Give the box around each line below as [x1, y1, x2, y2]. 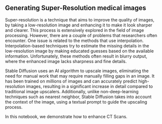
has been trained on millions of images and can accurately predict [5, 78, 138, 84]
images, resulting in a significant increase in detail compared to [26, 83, 153, 89]
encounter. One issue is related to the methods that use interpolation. [5, 38, 144, 43]
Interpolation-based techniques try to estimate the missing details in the [5, 42, 149, 48]
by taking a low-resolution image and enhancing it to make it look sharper [5, 22, 152, 28]
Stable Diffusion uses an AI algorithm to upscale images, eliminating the [5, 68, 149, 74]
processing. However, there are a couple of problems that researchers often [5, 32, 157, 38]
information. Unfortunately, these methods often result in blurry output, [5, 53, 147, 59]
